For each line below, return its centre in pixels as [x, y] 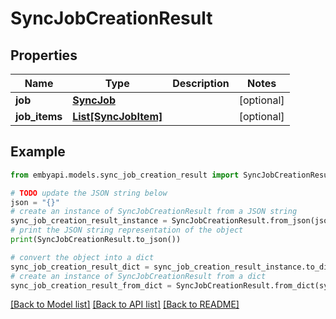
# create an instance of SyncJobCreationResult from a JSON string [154, 212]
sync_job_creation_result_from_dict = [91, 285]
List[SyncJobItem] [117, 116]
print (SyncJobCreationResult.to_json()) [96, 240]
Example [38, 152]
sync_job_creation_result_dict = [80, 267]
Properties [44, 55]
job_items [39, 116]
